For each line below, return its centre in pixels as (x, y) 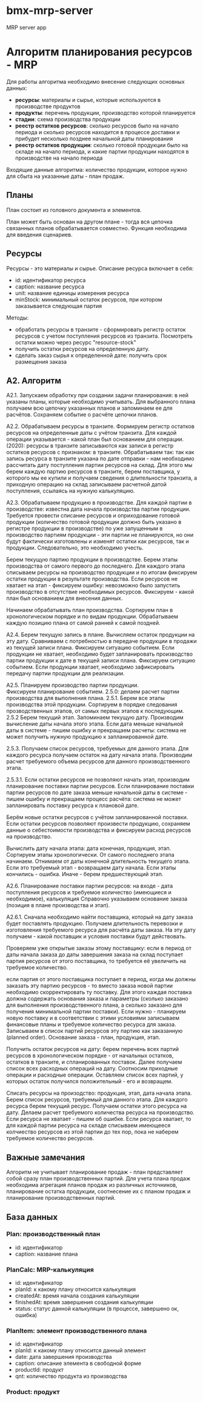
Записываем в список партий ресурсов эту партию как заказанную (95, 1031)
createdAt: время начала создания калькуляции (77, 1296)
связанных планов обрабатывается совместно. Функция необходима (97, 228)
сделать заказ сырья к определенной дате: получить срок (91, 355)
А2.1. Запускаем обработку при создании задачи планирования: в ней (98, 395)
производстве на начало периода (59, 158)
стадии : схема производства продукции (68, 119)
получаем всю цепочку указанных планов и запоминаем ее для (89, 408)
